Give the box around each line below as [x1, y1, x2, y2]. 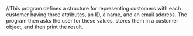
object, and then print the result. [6, 23, 84, 30]
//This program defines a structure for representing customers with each [6, 5, 181, 12]
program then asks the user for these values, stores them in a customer [6, 17, 178, 24]
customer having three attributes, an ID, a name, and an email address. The [6, 11, 187, 18]
